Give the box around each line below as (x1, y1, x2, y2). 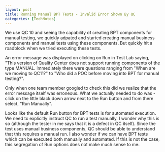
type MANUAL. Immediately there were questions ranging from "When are (5, 65, 156, 71)
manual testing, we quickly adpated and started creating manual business (5, 35, 155, 41)
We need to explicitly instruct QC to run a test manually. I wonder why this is (5, 116, 160, 122)
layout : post (5, 7, 32, 12)
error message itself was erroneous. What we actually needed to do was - (5, 90, 156, 96)
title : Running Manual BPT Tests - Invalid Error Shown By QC (5, 12, 135, 17)
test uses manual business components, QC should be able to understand (5, 126, 155, 132)
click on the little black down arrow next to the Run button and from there (5, 96, 154, 101)
